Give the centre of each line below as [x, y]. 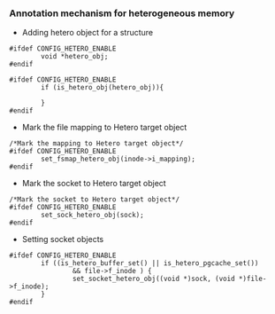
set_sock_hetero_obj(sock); [92, 216]
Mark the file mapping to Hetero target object [104, 128]
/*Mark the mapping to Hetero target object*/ [96, 144]
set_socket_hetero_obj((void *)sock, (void [154, 279]
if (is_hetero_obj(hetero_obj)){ [103, 88]
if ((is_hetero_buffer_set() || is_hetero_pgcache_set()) [150, 263]
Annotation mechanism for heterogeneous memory [122, 13]
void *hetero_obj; [75, 57]
